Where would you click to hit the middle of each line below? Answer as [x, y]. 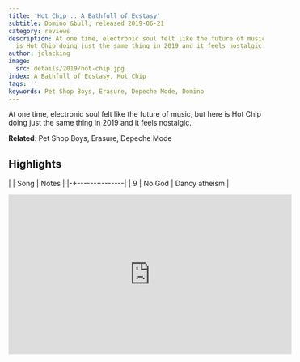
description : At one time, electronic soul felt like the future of [126, 38]
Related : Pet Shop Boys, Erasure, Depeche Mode [90, 138]
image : [19, 62]
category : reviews [39, 31]
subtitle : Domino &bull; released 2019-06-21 [86, 23]
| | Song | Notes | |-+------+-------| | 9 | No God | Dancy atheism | [119, 184]
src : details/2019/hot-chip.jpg [70, 69]
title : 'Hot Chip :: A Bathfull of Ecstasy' [85, 16]
